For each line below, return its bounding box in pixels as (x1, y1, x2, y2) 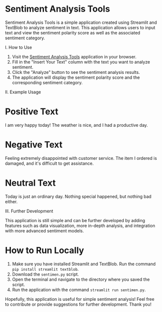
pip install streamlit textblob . (12, 266, 79, 272)
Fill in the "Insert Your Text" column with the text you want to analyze (12, 59, 150, 65)
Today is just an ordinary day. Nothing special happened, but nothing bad (5, 193, 152, 199)
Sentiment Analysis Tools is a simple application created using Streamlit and (5, 19, 157, 25)
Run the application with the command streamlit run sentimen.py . (12, 287, 146, 293)
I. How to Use (5, 44, 32, 50)
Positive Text (5, 106, 59, 117)
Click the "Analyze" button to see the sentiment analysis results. (12, 69, 140, 75)
